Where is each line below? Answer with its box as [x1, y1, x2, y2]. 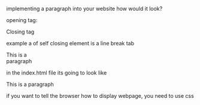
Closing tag [6, 28, 35, 35]
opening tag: [6, 17, 38, 23]
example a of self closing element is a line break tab [6, 40, 135, 47]
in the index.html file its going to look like [6, 69, 107, 76]
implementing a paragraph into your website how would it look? [6, 5, 163, 12]
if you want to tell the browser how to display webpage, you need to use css [6, 92, 195, 99]
